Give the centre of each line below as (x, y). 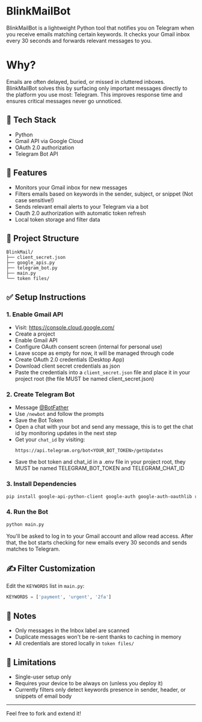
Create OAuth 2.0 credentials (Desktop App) (70, 359)
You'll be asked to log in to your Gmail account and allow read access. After (100, 536)
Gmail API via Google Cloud (49, 141)
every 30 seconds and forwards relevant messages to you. (79, 40)
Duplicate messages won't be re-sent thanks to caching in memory (98, 637)
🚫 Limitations (31, 662)
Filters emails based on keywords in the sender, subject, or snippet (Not (104, 194)
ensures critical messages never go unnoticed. (64, 101)
